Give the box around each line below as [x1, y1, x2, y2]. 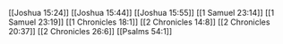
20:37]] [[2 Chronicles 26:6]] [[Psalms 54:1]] [8, 26, 173, 36]
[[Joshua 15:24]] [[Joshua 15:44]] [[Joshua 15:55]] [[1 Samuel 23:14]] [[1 [8, 8, 275, 18]
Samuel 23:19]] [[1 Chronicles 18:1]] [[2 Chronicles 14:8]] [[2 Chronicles [8, 17, 270, 27]
